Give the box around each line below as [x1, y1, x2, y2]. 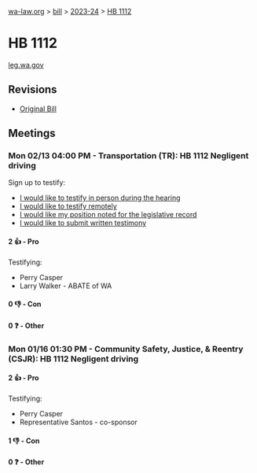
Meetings [8, 127, 57, 140]
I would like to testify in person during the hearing [19, 193, 181, 203]
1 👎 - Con [8, 436, 40, 445]
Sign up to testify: [8, 178, 65, 187]
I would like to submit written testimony [19, 218, 147, 227]
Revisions [8, 83, 57, 97]
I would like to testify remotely [19, 201, 118, 211]
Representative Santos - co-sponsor [19, 417, 138, 427]
